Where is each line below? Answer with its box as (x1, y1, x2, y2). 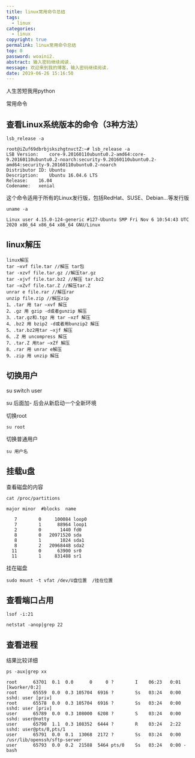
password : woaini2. (6, 53, 55, 59)
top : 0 (6, 48, 23, 54)
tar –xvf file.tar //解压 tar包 (6, 263, 85, 269)
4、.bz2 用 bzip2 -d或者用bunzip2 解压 (6, 320, 100, 327)
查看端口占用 (6, 595, 54, 605)
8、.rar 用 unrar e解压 (6, 346, 62, 352)
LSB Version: (6, 151, 39, 158)
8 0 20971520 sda (14, 532, 82, 538)
